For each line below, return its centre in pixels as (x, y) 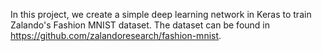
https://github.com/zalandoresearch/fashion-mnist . (116, 35)
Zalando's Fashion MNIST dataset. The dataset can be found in (140, 25)
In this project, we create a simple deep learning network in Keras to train (161, 14)
